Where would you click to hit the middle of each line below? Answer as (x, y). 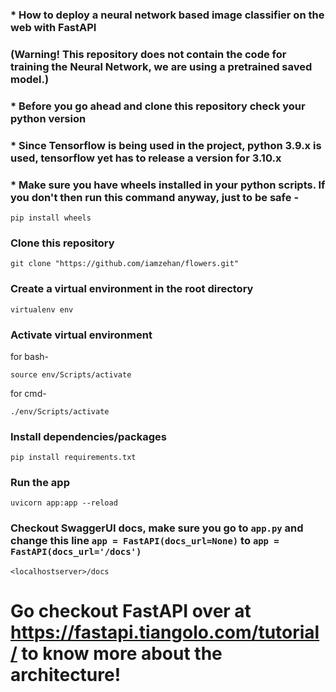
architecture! (66, 674)
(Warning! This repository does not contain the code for (148, 54)
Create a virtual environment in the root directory (132, 289)
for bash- (30, 356)
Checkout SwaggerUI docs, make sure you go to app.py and (157, 528)
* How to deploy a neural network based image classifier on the (167, 15)
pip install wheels (51, 218)
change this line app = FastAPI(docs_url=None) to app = (145, 541)
